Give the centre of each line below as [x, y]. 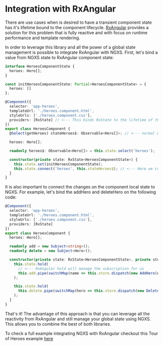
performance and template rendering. [43, 38]
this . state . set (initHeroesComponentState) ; [58, 164]
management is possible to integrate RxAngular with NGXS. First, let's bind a [81, 52]
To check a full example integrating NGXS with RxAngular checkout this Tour [81, 333]
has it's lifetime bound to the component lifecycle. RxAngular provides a [77, 27]
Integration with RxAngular [61, 9]
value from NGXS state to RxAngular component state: [59, 57]
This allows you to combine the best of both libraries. [58, 324]
